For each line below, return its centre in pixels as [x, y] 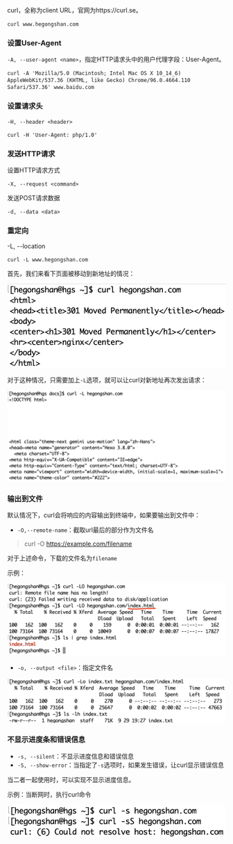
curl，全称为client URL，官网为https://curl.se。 [75, 10]
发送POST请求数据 [34, 197]
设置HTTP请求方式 [34, 170]
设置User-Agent [34, 42]
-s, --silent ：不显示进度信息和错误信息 [75, 756]
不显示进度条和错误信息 [46, 740]
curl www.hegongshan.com [43, 24]
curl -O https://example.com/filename [78, 544]
